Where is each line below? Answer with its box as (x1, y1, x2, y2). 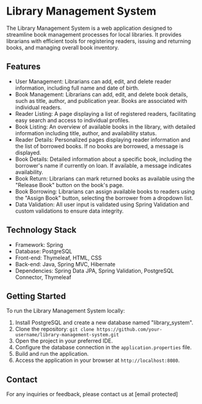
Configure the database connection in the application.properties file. (15, 344, 192, 351)
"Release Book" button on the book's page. (15, 181, 124, 188)
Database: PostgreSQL (15, 247, 72, 255)
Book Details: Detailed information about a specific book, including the (15, 155, 192, 163)
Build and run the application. (15, 350, 89, 358)
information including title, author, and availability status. (15, 129, 157, 136)
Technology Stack (6, 225, 77, 235)
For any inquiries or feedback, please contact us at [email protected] (6, 391, 178, 398)
